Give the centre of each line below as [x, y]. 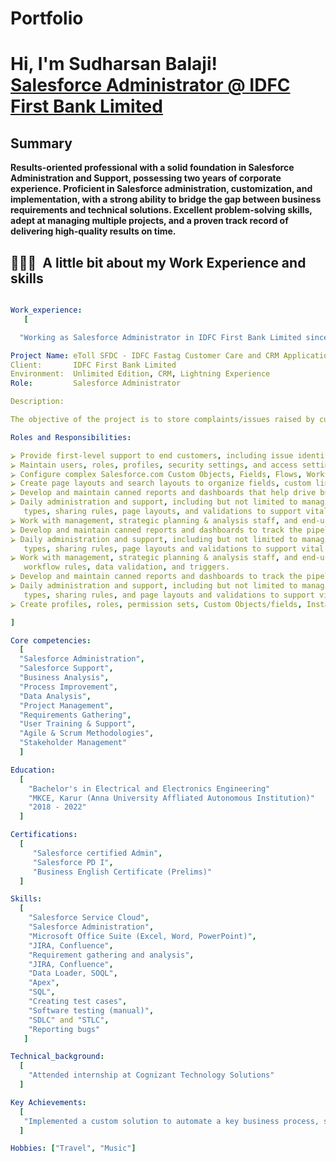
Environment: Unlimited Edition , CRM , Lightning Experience [140, 374]
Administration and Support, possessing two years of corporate [146, 178]
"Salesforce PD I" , [73, 862]
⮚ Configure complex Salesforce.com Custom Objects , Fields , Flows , [156, 474]
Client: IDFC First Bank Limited [93, 365]
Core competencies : [51, 640]
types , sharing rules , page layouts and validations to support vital [174, 548]
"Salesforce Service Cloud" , [89, 918]
